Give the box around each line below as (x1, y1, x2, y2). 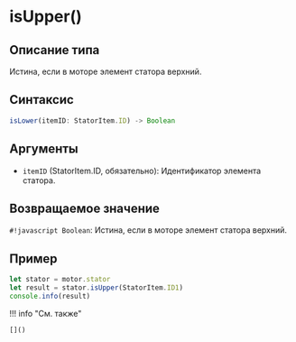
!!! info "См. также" (9, 308, 82, 319)
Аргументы (9, 142, 79, 157)
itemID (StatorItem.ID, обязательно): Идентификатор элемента (22, 165, 262, 176)
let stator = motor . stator (9, 275, 111, 284)
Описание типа (9, 42, 100, 58)
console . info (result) (9, 291, 91, 300)
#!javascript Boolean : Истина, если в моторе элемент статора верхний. (9, 225, 287, 236)
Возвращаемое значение (9, 200, 161, 216)
